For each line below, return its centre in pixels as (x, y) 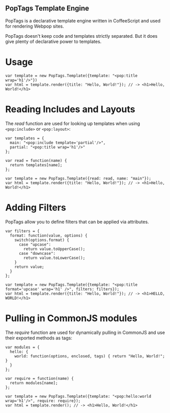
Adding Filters (36, 208)
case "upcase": (35, 245)
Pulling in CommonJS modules (71, 318)
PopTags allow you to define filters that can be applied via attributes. (77, 222)
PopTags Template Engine (47, 8)
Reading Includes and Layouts (70, 109)
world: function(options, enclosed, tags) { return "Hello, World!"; (90, 356)
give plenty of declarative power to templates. (53, 41)
